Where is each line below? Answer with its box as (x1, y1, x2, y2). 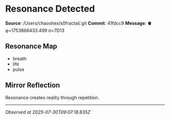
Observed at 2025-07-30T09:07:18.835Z (5, 109, 91, 115)
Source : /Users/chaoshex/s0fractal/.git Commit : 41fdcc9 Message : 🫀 (5, 20, 152, 26)
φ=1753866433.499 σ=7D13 (5, 27, 65, 33)
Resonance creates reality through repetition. (5, 94, 100, 100)
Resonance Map (5, 42, 57, 51)
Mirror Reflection (5, 81, 60, 90)
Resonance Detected (5, 3, 95, 15)
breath (12, 55, 27, 61)
